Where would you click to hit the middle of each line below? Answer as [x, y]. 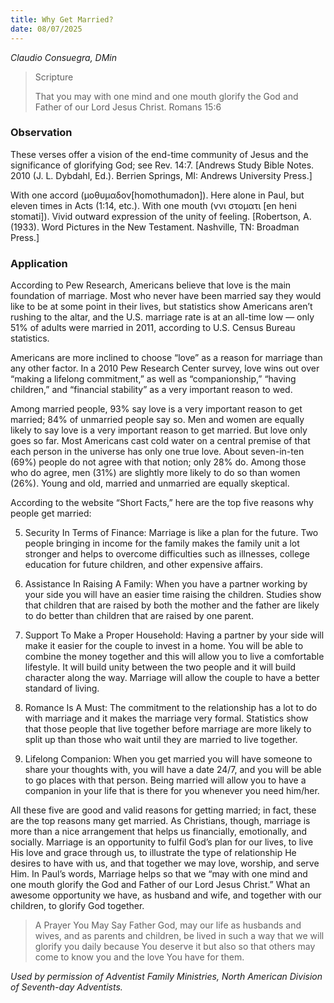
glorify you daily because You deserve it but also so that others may [175, 947]
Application [39, 263]
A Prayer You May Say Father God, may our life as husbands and [168, 925]
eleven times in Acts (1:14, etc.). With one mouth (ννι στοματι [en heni [153, 205]
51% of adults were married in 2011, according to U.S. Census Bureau [153, 328]
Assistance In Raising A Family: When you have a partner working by [166, 584]
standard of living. [62, 688]
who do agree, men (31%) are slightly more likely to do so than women [155, 473]
